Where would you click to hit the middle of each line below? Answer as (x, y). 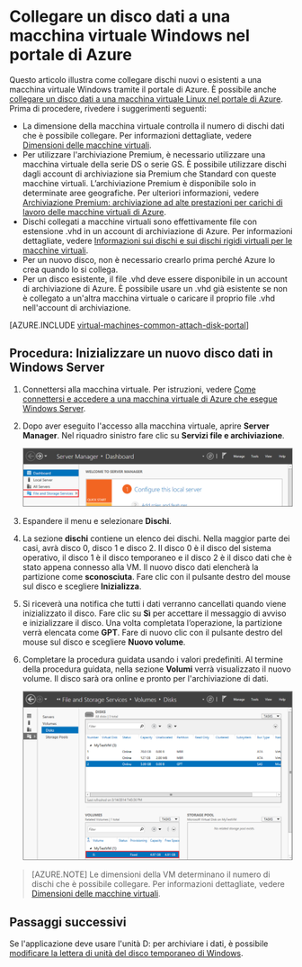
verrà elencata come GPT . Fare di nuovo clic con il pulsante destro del (152, 632)
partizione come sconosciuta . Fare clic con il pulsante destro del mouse (156, 576)
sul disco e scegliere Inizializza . (82, 586)
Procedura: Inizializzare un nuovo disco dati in (142, 353)
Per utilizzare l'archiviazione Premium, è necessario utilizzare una (144, 154)
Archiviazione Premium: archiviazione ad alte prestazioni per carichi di (152, 202)
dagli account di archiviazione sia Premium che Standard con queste (149, 174)
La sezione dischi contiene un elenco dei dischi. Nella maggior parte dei (156, 538)
